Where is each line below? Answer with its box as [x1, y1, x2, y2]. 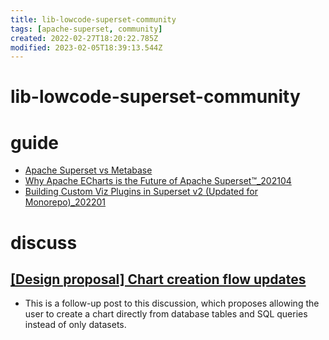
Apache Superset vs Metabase [24, 164, 153, 176]
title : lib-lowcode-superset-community [10, 14, 177, 25]
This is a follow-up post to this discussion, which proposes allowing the [24, 297, 320, 310]
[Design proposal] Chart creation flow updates [10, 271, 307, 288]
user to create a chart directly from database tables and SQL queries [24, 308, 308, 320]
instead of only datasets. [24, 319, 127, 331]
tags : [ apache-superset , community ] [10, 24, 163, 34]
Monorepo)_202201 [24, 196, 106, 208]
